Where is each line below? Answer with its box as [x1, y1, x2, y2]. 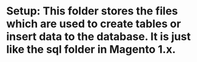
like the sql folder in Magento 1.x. [6, 43, 176, 57]
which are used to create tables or [6, 17, 181, 31]
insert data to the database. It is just [6, 30, 191, 43]
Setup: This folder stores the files [6, 4, 178, 18]
